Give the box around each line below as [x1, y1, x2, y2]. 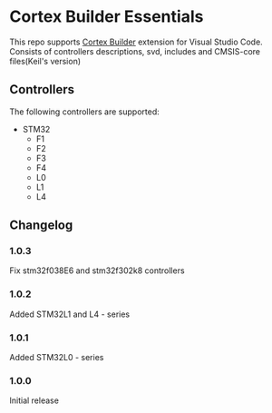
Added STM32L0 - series [9, 352, 104, 363]
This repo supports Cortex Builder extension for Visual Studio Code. [9, 36, 263, 47]
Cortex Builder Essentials [9, 6, 204, 27]
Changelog [9, 218, 73, 233]
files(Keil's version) [9, 55, 82, 66]
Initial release [9, 395, 59, 406]
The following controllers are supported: [9, 106, 160, 117]
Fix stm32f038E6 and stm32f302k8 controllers [9, 265, 185, 276]
